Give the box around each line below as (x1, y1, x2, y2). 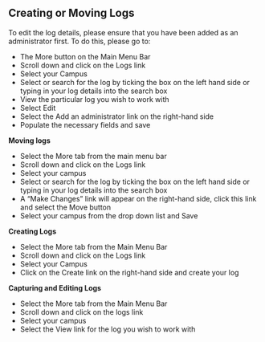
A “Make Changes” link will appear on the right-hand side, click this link (19, 193, 257, 203)
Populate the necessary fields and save (19, 120, 151, 129)
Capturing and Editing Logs (8, 283, 102, 292)
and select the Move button (19, 202, 112, 212)
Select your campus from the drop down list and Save (19, 210, 198, 220)
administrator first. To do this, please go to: (8, 36, 151, 46)
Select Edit (19, 103, 56, 112)
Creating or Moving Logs (8, 6, 135, 20)
